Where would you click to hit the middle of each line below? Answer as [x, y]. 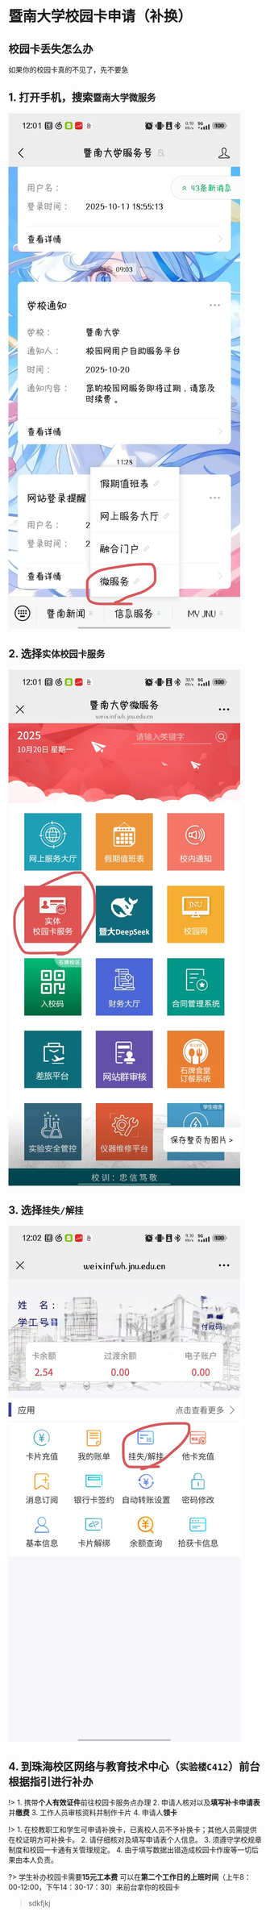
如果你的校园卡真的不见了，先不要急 [69, 70]
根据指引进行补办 [51, 1782]
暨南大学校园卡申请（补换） [100, 17]
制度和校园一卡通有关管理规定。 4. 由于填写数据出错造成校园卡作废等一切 [130, 1850]
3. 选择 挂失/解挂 [46, 1210]
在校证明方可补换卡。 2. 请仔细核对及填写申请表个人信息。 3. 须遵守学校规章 [135, 1840]
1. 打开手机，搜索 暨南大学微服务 [82, 98]
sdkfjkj [39, 1903]
